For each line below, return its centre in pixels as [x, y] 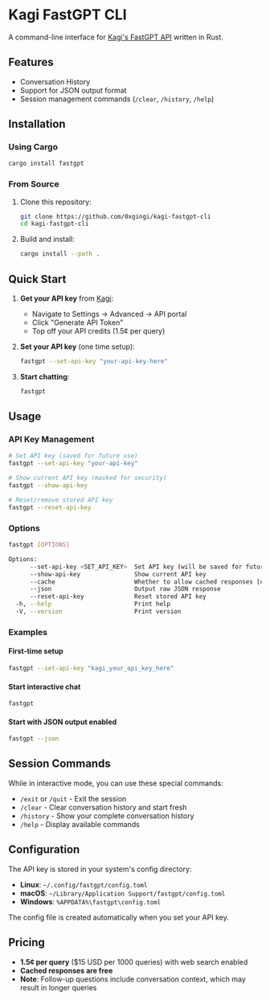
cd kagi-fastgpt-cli [54, 224]
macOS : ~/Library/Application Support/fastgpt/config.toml [123, 893]
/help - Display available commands [80, 824]
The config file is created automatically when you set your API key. [119, 917]
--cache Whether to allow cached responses [141, 582]
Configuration [44, 850]
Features [31, 62]
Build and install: [47, 240]
